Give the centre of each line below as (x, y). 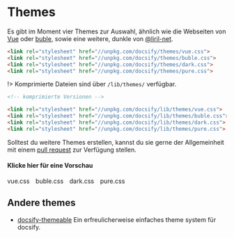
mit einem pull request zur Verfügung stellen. (72, 150)
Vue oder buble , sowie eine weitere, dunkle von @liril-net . (90, 38)
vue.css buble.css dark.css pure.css (66, 181)
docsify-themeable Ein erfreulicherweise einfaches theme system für (117, 219)
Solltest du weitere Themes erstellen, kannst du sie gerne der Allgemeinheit (116, 142)
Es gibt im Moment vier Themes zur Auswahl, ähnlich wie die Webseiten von (117, 31)
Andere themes (41, 203)
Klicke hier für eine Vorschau (50, 166)
